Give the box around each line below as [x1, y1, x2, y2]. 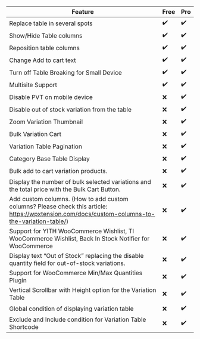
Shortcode [9, 323, 39, 331]
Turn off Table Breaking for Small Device [9, 68, 122, 76]
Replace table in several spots [9, 19, 93, 27]
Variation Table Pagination [9, 142, 82, 150]
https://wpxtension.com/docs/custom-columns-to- [9, 210, 155, 218]
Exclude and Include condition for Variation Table [9, 316, 146, 323]
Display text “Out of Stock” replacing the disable [9, 252, 144, 260]
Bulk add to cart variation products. [9, 167, 108, 175]
